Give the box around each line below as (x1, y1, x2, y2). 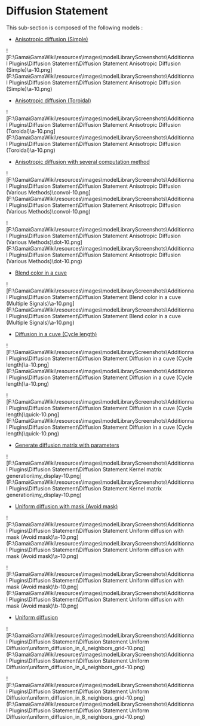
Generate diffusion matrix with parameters (14, 441, 119, 449)
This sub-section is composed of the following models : (6, 24, 143, 31)
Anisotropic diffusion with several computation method (14, 158, 150, 165)
